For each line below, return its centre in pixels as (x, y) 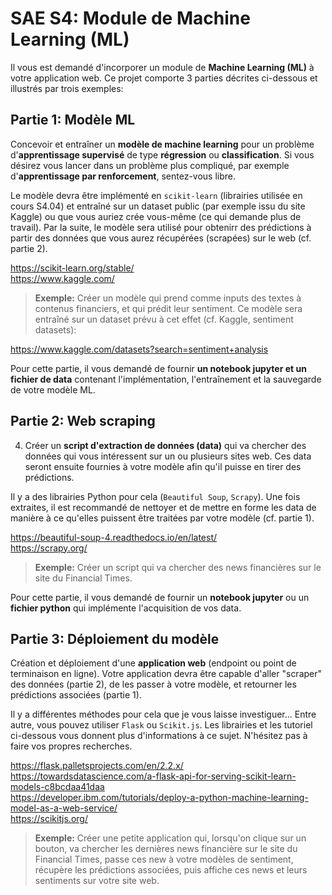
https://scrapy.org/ (49, 548)
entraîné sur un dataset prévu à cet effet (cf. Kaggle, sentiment (164, 319)
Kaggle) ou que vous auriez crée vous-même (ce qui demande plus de (156, 216)
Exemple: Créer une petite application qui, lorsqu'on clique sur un (170, 838)
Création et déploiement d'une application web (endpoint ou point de (153, 663)
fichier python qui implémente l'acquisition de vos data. (126, 608)
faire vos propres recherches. (71, 746)
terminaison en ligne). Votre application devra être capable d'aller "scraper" (166, 674)
